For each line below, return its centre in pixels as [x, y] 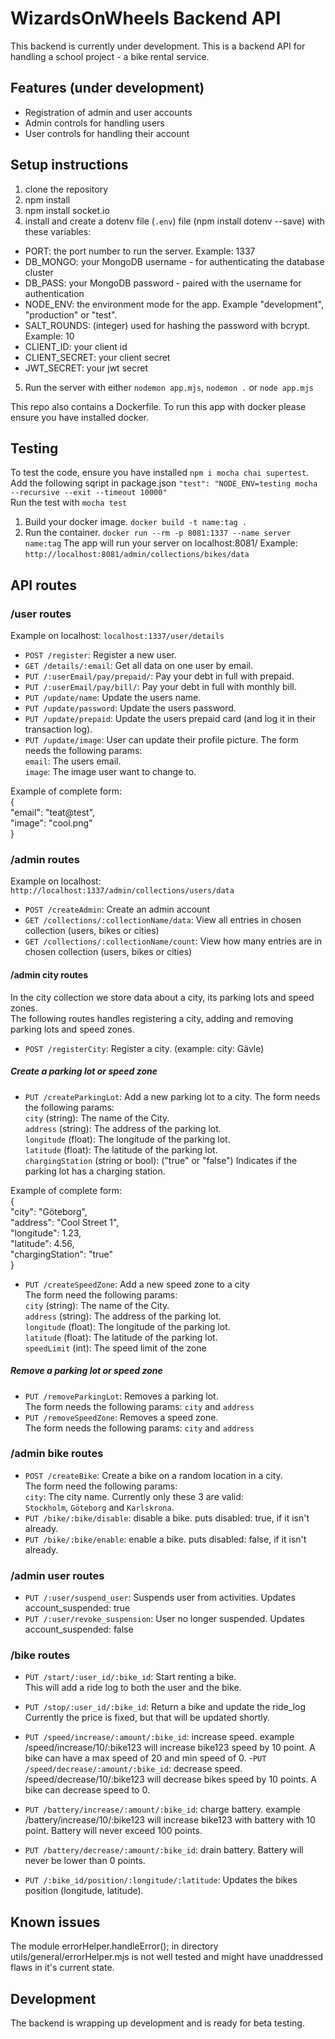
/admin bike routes [57, 1454]
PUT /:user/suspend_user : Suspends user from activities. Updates [160, 1598]
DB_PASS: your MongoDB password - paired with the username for [163, 283]
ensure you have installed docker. [80, 417]
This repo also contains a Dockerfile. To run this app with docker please [158, 406]
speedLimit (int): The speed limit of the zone [115, 1348]
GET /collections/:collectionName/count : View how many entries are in [173, 941]
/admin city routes [49, 974]
